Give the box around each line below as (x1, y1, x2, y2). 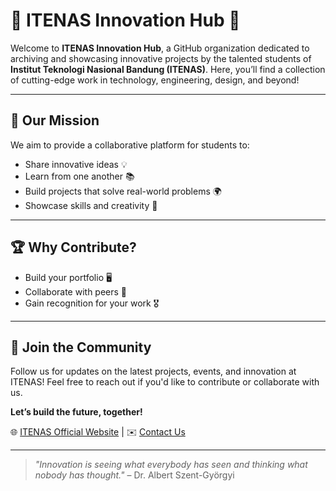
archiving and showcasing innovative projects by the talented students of (10, 52, 312, 64)
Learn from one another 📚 (24, 170, 135, 182)
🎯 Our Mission (10, 112, 100, 129)
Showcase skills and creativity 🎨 (24, 199, 158, 211)
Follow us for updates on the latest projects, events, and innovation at (10, 365, 297, 378)
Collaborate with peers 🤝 (24, 285, 128, 298)
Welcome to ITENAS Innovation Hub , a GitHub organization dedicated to (10, 42, 310, 54)
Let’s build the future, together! (10, 406, 143, 418)
